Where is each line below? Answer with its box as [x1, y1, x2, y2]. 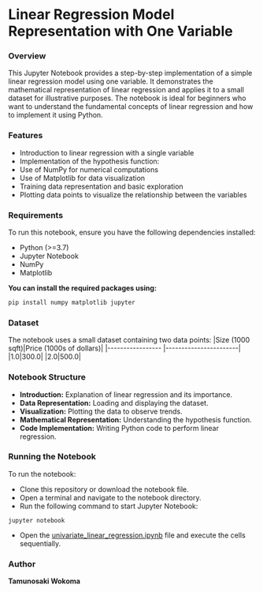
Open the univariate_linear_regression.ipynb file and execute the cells [19, 530, 246, 540]
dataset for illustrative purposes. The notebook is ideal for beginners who [8, 93, 246, 103]
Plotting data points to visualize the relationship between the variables [19, 189, 247, 199]
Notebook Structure [8, 372, 87, 383]
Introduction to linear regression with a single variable [19, 148, 194, 157]
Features [8, 130, 43, 141]
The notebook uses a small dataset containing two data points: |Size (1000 [8, 335, 250, 345]
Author [8, 558, 36, 569]
